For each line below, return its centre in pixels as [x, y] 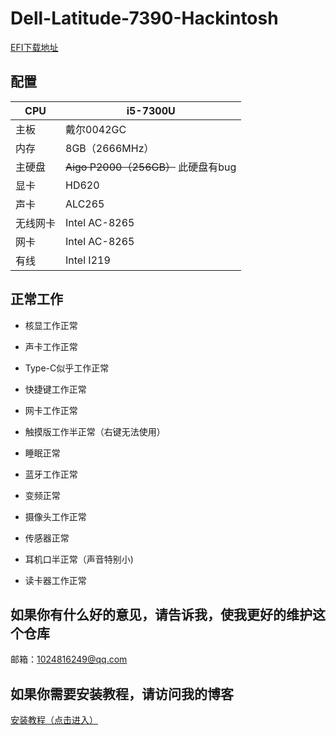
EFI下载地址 [34, 47]
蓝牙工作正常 [51, 474]
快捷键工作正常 [55, 389]
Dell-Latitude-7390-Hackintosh [144, 18]
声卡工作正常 [51, 346]
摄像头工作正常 [55, 516]
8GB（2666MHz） [110, 148]
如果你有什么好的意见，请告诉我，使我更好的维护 [161, 614]
